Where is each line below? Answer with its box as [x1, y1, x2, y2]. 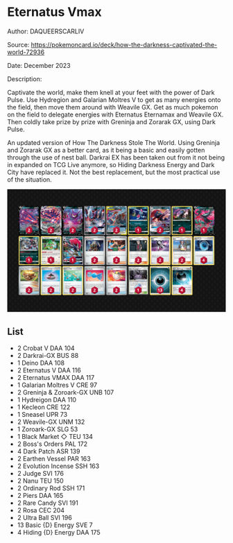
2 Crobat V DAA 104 [17, 344, 75, 352]
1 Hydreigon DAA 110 [17, 396, 77, 404]
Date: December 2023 [7, 61, 71, 69]
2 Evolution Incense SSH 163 [17, 462, 100, 470]
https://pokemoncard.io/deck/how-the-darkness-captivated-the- [31, 40, 218, 49]
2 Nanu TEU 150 [17, 476, 64, 485]
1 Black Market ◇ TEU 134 [17, 433, 94, 441]
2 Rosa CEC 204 [17, 506, 64, 515]
